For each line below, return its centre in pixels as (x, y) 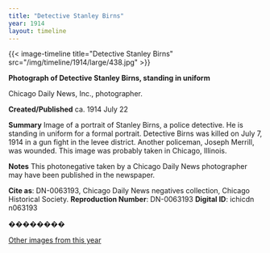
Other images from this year (55, 240)
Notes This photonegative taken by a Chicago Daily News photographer (128, 167)
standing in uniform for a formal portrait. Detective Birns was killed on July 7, (135, 133)
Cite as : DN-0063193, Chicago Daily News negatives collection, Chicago (129, 191)
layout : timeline (37, 31)
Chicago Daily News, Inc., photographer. (75, 94)
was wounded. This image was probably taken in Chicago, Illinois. (118, 151)
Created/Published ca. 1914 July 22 (69, 109)
